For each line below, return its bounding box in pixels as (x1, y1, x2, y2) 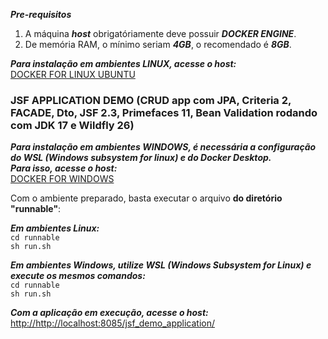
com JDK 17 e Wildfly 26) (10, 118, 135, 132)
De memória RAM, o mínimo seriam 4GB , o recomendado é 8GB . (24, 39, 292, 50)
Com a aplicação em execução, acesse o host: (10, 307, 209, 319)
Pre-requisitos (10, 9, 72, 20)
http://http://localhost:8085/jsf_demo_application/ (10, 317, 216, 329)
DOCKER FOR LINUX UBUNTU (10, 69, 136, 80)
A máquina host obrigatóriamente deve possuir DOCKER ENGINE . (24, 28, 297, 39)
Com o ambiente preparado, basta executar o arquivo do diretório (10, 192, 283, 204)
